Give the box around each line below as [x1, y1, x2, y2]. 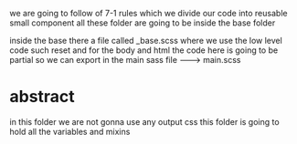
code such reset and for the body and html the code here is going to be [9, 45, 279, 56]
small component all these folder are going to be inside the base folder [9, 17, 276, 28]
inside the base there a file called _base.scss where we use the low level [9, 36, 283, 46]
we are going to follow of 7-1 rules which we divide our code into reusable [9, 8, 288, 18]
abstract [9, 87, 75, 108]
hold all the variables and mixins [9, 126, 131, 137]
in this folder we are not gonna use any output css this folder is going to [9, 116, 281, 127]
